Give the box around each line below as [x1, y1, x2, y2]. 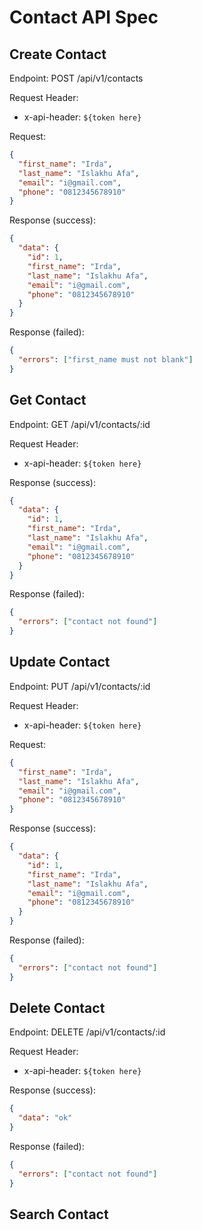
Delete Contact [9, 1000, 106, 1017]
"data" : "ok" [18, 1113, 73, 1123]
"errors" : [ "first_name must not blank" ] [18, 355, 194, 365]
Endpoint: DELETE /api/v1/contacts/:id [9, 1026, 166, 1038]
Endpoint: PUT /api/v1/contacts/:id [9, 680, 151, 692]
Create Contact [9, 46, 107, 63]
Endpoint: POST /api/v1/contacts [9, 72, 144, 84]
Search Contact [9, 1206, 109, 1223]
